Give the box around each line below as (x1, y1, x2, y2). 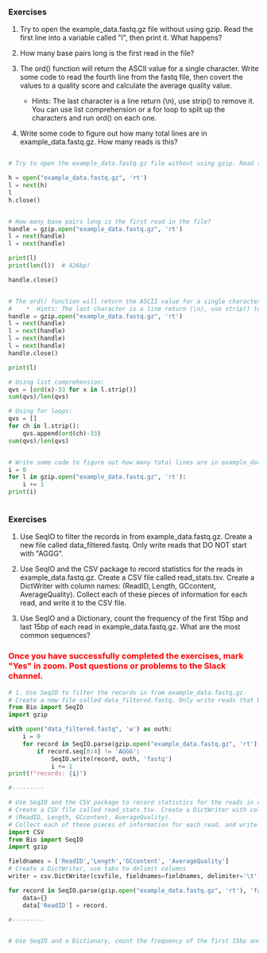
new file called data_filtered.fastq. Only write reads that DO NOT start (19, 541, 247, 550)
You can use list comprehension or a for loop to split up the (31, 104, 226, 114)
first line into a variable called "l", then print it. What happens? (19, 33, 222, 42)
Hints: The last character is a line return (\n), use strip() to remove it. (31, 96, 255, 106)
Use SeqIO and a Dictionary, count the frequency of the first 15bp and (19, 613, 249, 624)
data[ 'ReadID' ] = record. (22, 901, 109, 909)
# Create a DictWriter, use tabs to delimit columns (8, 864, 187, 873)
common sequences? (19, 631, 91, 640)
